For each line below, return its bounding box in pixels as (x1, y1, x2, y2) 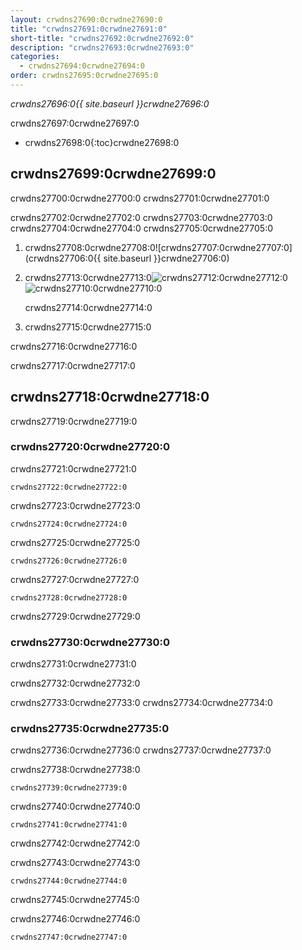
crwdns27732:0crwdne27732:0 (10, 677, 141, 690)
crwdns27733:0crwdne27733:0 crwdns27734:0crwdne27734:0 (10, 697, 273, 709)
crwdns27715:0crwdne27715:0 (24, 321, 152, 333)
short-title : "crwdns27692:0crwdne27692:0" (10, 33, 195, 43)
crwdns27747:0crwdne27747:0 (10, 932, 128, 943)
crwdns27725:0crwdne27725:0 (10, 536, 141, 548)
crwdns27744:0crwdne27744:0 (10, 876, 128, 886)
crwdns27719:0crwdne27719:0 (10, 415, 138, 427)
